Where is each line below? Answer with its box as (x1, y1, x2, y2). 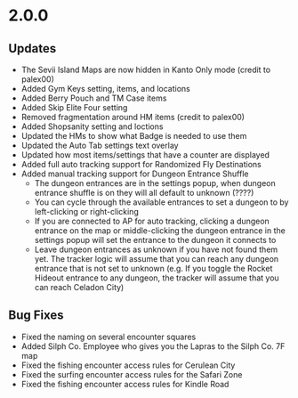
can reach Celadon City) (34, 282, 125, 292)
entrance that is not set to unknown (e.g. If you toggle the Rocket (34, 264, 273, 273)
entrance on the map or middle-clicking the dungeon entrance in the (34, 225, 286, 236)
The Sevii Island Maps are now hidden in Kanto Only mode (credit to (20, 64, 271, 75)
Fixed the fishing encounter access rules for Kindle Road (20, 378, 230, 389)
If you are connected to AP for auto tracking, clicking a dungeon (34, 215, 270, 226)
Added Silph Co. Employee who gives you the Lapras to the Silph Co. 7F (20, 340, 286, 352)
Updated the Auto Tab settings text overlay (20, 140, 179, 150)
